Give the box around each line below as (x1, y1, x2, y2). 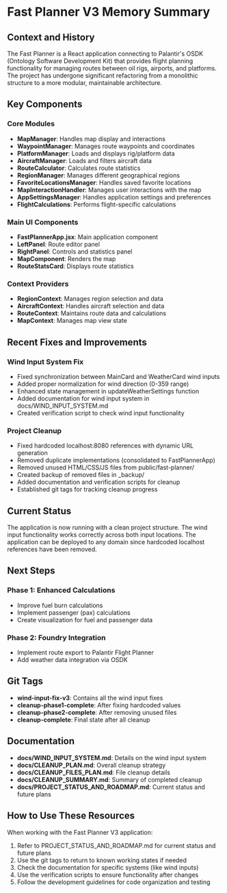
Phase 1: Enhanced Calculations (7, 585, 116, 595)
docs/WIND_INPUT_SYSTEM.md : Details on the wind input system (16, 753, 207, 761)
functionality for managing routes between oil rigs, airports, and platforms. (7, 64, 217, 72)
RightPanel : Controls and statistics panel (16, 247, 133, 256)
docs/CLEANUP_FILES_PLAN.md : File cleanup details (16, 768, 171, 776)
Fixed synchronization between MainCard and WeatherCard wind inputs (16, 372, 220, 380)
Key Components (7, 99, 83, 110)
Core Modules (7, 119, 55, 129)
